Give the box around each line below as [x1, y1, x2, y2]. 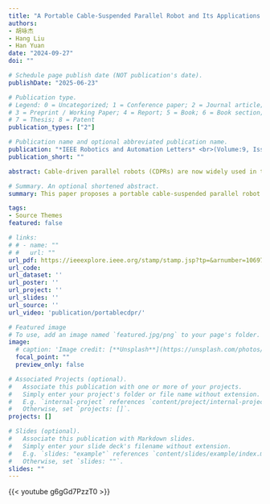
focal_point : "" [15, 353, 70, 361]
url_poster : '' [8, 279, 59, 287]
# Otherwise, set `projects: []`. [8, 405, 131, 414]
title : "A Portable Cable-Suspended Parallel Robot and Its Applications [8, 11, 261, 20]
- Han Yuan [8, 42, 45, 50]
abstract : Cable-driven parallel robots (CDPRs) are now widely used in [8, 167, 257, 176]
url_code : [8, 264, 42, 272]
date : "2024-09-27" [8, 49, 74, 57]
